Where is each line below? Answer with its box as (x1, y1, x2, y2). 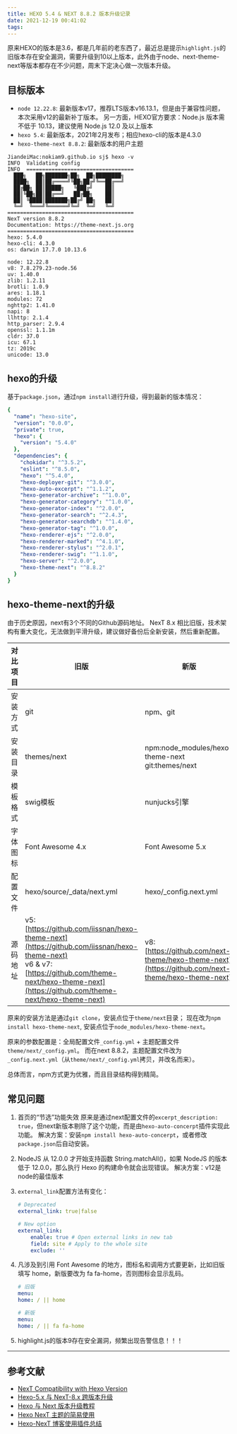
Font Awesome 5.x (144, 842, 207, 852)
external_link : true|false (17, 1208, 97, 1215)
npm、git (144, 707, 175, 717)
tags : (7, 23, 23, 30)
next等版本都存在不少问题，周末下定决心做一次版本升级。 (7, 61, 175, 70)
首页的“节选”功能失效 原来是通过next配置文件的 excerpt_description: (17, 1113, 219, 1122)
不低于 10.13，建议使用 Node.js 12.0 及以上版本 (17, 122, 154, 131)
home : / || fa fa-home (17, 1322, 85, 1329)
